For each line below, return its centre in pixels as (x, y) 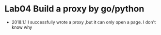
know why (22, 27)
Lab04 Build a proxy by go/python (74, 9)
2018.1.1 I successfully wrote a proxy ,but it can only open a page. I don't (84, 22)
